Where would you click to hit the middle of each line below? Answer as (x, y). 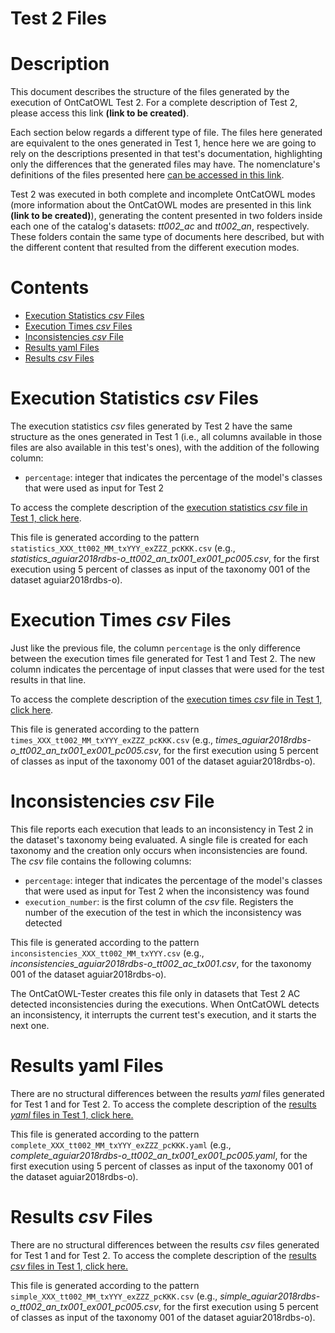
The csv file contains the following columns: (101, 861)
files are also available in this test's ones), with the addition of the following (165, 447)
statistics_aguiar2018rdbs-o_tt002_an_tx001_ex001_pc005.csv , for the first (165, 558)
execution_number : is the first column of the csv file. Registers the (159, 901)
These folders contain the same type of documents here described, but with (167, 237)
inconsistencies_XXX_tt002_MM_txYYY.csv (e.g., (107, 953)
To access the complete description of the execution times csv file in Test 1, (166, 699)
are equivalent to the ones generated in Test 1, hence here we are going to (163, 143)
